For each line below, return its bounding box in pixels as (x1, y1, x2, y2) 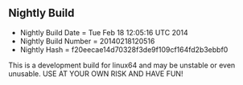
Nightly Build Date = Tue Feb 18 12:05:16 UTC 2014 (19, 27, 189, 37)
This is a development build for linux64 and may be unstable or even (8, 60, 236, 70)
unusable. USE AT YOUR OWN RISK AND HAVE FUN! (8, 68, 183, 79)
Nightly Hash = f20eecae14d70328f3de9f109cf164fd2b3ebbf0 (19, 44, 229, 55)
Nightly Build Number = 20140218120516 (19, 36, 155, 46)
